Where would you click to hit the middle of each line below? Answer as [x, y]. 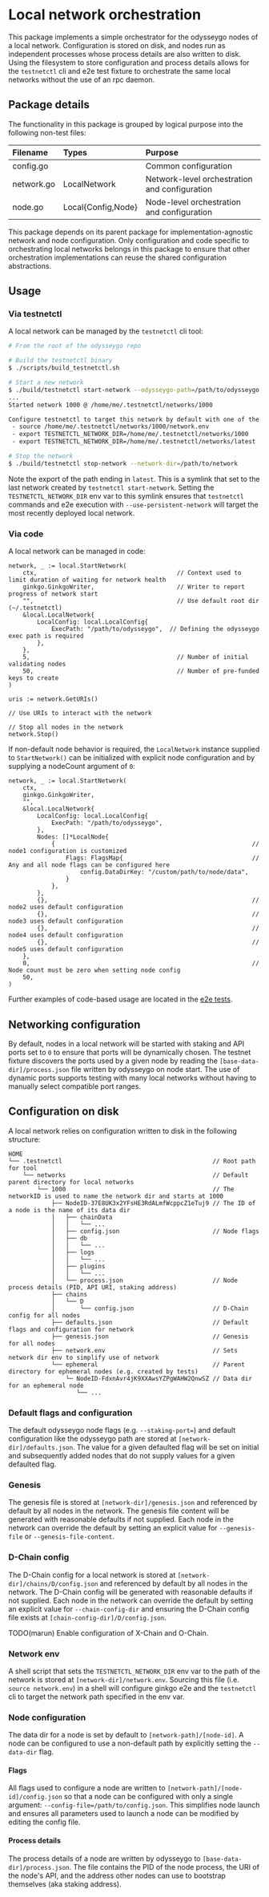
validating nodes [37, 664]
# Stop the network [41, 456]
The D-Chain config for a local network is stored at [92, 1575]
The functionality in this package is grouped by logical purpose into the [126, 124]
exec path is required [46, 636]
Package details [49, 105]
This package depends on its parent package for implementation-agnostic [131, 232]
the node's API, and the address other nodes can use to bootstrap [117, 1875]
